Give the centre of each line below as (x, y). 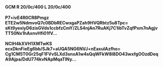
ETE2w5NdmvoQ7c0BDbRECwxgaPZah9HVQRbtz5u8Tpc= (67, 23)
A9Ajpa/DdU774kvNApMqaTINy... (41, 59)
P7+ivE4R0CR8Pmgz (27, 18)
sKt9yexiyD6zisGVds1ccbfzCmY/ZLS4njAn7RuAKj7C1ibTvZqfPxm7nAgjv (81, 28)
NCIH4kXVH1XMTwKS (29, 44)
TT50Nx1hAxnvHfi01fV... (31, 33)
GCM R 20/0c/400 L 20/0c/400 (38, 7)
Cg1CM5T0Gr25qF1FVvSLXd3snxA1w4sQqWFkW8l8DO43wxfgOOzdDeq (82, 54)
